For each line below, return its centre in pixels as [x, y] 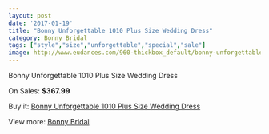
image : [19, 53]
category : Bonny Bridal [48, 38]
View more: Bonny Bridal [49, 122]
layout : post [30, 16]
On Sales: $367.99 [39, 91]
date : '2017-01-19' [41, 23]
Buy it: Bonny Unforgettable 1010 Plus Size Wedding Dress [104, 106]
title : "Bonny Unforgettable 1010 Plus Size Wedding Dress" [111, 30]
